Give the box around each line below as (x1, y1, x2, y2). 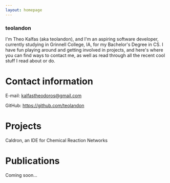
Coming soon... (5, 172, 37, 178)
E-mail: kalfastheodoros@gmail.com (5, 93, 82, 99)
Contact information (5, 76, 93, 87)
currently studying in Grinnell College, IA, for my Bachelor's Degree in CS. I (5, 41, 163, 48)
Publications (5, 155, 60, 167)
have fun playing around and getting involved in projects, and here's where (5, 47, 163, 53)
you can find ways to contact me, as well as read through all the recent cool (5, 52, 165, 58)
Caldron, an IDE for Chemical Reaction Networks (5, 137, 108, 143)
